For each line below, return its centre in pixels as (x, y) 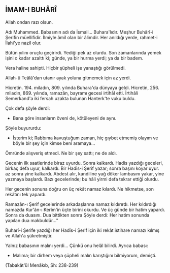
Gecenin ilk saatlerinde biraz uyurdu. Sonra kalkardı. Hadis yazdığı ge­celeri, (84, 163)
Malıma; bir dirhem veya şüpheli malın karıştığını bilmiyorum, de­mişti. (84, 255)
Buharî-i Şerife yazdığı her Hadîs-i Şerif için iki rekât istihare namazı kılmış (82, 230)
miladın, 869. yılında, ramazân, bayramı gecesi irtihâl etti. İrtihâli (72, 93)
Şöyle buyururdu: (23, 128)
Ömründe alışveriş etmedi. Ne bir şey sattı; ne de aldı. (61, 153)
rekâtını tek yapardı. (26, 194)
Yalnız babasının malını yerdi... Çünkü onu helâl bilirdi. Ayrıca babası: (77, 246)
